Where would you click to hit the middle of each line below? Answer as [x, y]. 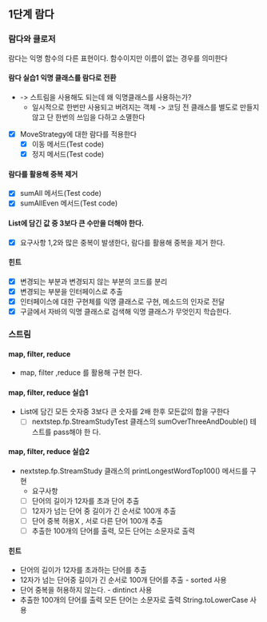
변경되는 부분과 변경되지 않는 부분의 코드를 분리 [94, 281]
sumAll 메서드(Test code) [61, 193]
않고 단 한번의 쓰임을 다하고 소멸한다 [88, 117]
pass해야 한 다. [77, 432]
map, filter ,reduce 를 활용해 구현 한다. [81, 373]
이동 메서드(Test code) [68, 144]
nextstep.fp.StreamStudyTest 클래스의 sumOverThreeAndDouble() [140, 421]
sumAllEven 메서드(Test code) [69, 203]
